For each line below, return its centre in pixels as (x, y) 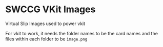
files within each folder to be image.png (46, 39)
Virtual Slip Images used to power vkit (45, 24)
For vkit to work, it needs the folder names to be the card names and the (81, 33)
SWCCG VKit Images (50, 9)
